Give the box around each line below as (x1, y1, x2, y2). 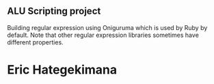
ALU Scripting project (7, 5, 101, 17)
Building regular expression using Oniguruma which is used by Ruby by (7, 23, 208, 31)
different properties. (7, 38, 64, 46)
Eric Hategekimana (7, 62, 118, 77)
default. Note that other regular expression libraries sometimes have (7, 31, 200, 39)
